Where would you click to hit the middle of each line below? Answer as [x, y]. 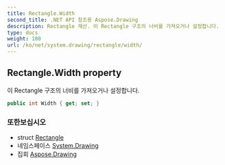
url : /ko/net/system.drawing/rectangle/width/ [75, 45]
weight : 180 [24, 39]
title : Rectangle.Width [41, 13]
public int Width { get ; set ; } [53, 103]
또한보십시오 [27, 122]
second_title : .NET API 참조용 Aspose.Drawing [73, 20]
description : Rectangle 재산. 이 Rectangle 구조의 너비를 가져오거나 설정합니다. [113, 26]
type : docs [23, 33]
